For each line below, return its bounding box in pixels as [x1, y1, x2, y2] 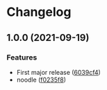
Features [6, 53, 38, 62]
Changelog [6, 4, 72, 20]
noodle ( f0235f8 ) [16, 75, 67, 84]
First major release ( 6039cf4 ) [16, 68, 101, 76]
